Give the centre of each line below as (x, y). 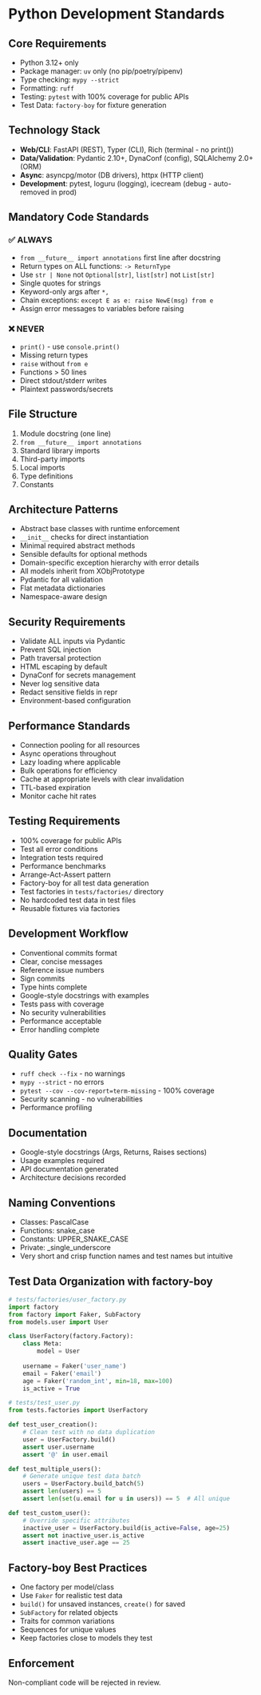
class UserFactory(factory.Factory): (71, 1337)
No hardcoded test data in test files (78, 900)
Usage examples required (62, 1161)
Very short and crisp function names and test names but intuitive (126, 1256)
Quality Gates (43, 1055)
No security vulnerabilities (63, 1012)
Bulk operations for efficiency (68, 771)
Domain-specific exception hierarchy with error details (109, 563)
